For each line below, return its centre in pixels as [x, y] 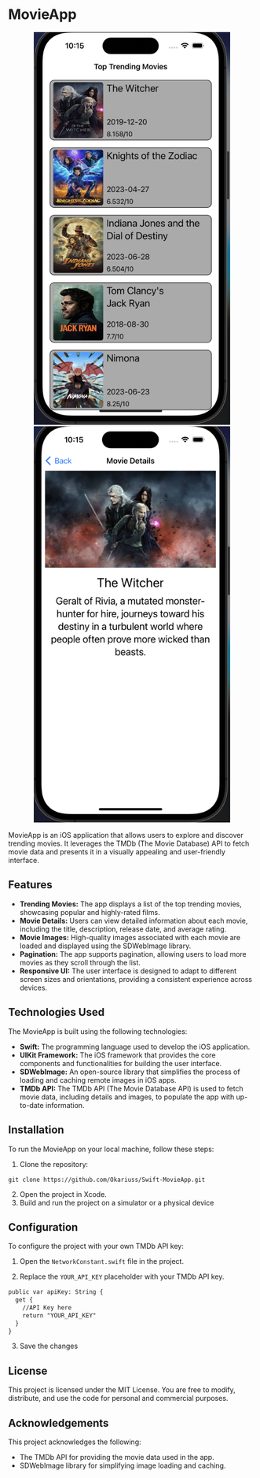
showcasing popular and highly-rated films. [90, 912]
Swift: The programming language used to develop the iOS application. [135, 1046]
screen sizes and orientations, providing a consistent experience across [136, 979]
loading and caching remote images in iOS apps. [98, 1080]
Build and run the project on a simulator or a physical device [117, 1202]
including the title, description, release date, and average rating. [123, 929]
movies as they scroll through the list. [80, 962]
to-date [32, 1105]
